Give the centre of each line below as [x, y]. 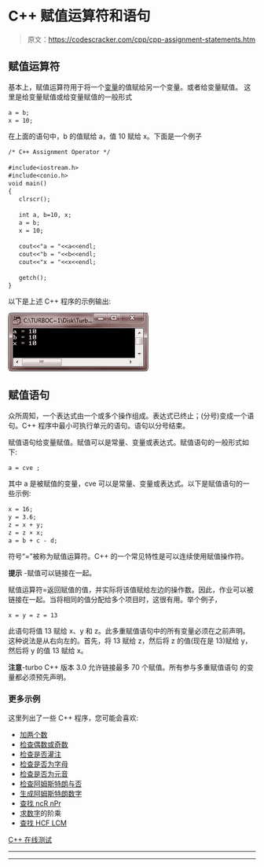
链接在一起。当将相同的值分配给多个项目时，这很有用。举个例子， [115, 599]
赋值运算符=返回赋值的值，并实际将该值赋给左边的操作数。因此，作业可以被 [131, 590]
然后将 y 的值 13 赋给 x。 [48, 650]
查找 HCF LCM [43, 823]
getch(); [33, 277]
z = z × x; [26, 533]
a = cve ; [24, 468]
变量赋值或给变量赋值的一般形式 [80, 97]
